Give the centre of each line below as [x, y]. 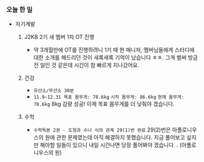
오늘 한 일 [19, 9]
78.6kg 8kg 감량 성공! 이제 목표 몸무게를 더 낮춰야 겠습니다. [104, 104]
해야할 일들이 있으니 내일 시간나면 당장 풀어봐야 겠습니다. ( [111, 145]
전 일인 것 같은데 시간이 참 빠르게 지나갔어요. [86, 65]
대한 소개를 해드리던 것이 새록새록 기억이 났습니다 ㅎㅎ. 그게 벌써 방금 [116, 58]
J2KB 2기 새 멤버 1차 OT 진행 [59, 37]
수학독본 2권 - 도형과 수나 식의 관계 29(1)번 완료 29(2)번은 [102, 130]
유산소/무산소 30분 [54, 91]
